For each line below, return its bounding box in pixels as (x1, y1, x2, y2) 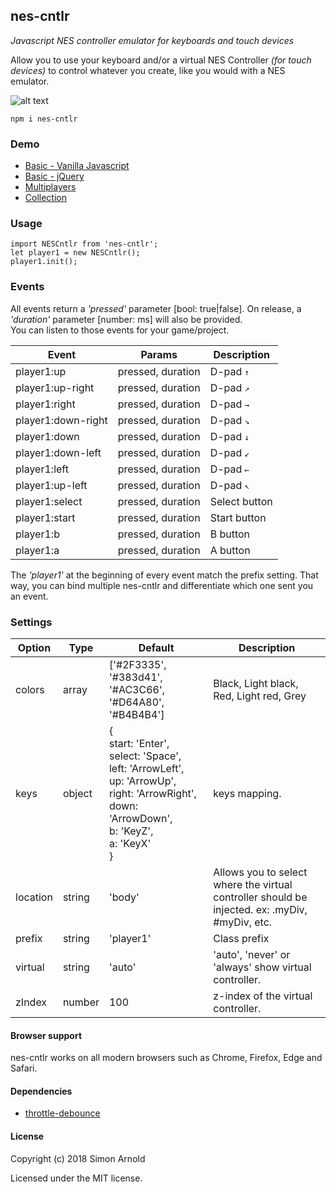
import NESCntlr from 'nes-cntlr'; (10, 239, 159, 249)
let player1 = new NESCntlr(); (10, 248, 141, 258)
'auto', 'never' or (213, 948, 291, 961)
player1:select (15, 494, 83, 508)
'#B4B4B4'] (108, 708, 165, 721)
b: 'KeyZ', (108, 824, 154, 838)
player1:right (15, 397, 76, 411)
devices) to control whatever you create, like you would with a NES (10, 64, 286, 76)
